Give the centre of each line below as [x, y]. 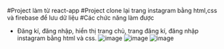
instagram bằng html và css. [57, 38]
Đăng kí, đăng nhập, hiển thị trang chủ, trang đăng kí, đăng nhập [108, 31]
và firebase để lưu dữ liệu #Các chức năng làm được [81, 18]
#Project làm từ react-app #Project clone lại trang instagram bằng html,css [112, 11]
